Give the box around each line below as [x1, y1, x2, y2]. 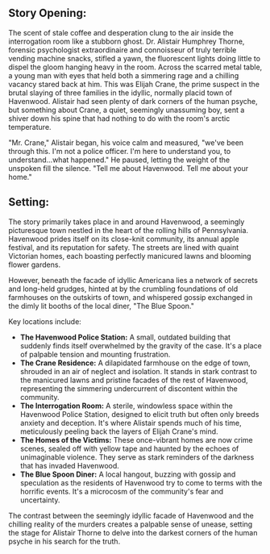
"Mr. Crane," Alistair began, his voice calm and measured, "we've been [8, 137, 244, 148]
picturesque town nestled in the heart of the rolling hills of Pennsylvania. [8, 225, 248, 235]
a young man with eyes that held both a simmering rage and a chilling [8, 70, 239, 80]
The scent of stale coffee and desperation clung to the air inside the [8, 27, 234, 37]
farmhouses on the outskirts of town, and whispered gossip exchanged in [8, 292, 253, 302]
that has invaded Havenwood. [19, 460, 119, 470]
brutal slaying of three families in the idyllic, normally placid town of [8, 88, 233, 98]
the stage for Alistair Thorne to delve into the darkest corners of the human [8, 527, 258, 537]
